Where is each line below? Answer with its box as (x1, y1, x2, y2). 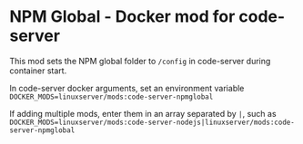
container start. (9, 65, 67, 76)
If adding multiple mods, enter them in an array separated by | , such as (9, 108, 277, 119)
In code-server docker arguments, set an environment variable (9, 82, 245, 93)
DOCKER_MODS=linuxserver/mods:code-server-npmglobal (9, 92, 214, 101)
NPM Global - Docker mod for (9, 6, 236, 27)
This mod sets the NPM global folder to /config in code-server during (9, 55, 271, 66)
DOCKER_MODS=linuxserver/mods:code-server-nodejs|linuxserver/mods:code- (9, 118, 296, 127)
